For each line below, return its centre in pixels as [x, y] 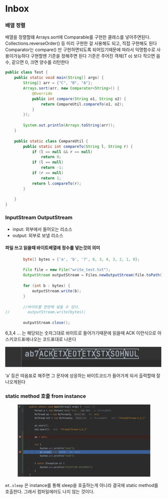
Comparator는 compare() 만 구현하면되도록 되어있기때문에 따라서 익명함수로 [80, 50]
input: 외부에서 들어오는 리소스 [42, 229]
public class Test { [27, 72]
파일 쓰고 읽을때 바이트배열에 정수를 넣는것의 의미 [53, 248]
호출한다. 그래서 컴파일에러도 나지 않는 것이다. [50, 491]
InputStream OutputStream [39, 218]
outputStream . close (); [47, 323]
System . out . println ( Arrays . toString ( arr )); [69, 125]
